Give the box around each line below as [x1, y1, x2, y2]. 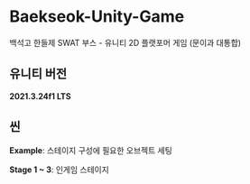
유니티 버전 [9, 66, 68, 82]
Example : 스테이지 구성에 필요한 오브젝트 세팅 [9, 144, 173, 155]
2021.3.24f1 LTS [9, 90, 71, 101]
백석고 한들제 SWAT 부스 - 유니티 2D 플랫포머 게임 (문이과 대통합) [9, 37, 242, 48]
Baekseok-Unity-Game [9, 6, 185, 27]
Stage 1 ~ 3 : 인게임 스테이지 [9, 164, 110, 175]
